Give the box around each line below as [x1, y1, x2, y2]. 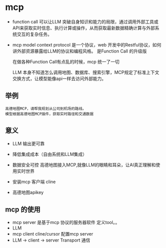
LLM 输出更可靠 [12, 140, 45, 146]
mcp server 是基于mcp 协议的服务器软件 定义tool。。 [12, 219, 120, 225]
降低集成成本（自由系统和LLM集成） [12, 151, 87, 157]
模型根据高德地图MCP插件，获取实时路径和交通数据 [5, 111, 94, 116]
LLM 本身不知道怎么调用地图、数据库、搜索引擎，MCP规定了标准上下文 [12, 69, 160, 75]
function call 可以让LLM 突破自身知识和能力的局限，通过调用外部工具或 [12, 18, 159, 24]
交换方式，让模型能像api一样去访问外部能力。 [12, 75, 106, 81]
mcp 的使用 [5, 205, 41, 213]
